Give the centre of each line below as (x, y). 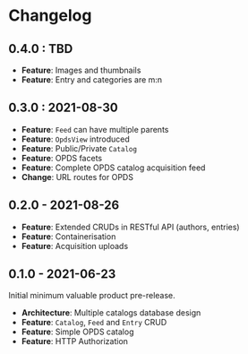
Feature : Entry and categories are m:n (92, 80)
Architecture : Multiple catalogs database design (111, 313)
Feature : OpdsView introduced (76, 139)
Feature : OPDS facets (62, 158)
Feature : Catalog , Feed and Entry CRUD (94, 323)
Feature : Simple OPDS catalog (77, 332)
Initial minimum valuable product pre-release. (92, 296)
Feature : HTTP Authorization (75, 341)
